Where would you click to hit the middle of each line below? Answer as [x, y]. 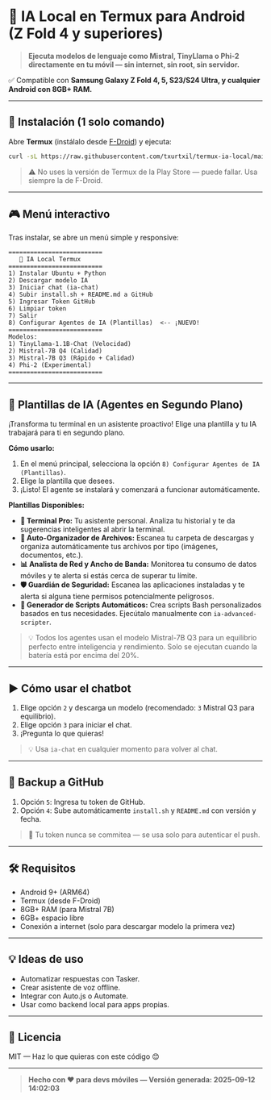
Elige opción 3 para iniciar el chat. [76, 725]
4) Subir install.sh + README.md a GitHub [81, 295]
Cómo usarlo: [31, 448]
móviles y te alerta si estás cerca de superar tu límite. [108, 576]
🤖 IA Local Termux [50, 260]
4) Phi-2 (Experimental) [50, 365]
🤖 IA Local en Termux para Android [127, 17]
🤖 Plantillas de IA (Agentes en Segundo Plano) [126, 404]
